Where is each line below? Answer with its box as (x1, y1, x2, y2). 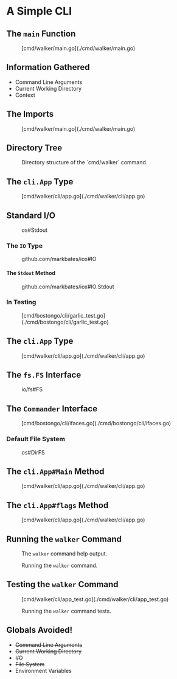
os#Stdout (21, 226, 47, 234)
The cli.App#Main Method (6, 466, 105, 476)
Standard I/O (6, 210, 56, 220)
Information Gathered (6, 62, 90, 72)
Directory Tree (6, 143, 63, 153)
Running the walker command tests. (21, 607, 111, 615)
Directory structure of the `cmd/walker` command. (21, 159, 148, 166)
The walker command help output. (21, 550, 108, 557)
